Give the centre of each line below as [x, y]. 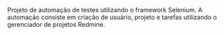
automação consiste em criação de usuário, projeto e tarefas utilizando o [112, 17]
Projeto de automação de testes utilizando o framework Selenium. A [105, 10]
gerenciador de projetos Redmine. [56, 24]
